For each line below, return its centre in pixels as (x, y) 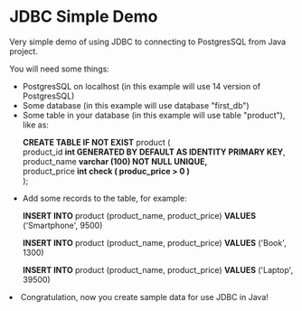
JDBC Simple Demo (84, 17)
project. (24, 51)
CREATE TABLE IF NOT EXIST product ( (96, 142)
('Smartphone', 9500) (62, 225)
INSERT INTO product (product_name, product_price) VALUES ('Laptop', (158, 269)
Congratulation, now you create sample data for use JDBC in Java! (145, 297)
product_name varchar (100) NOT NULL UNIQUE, (115, 161)
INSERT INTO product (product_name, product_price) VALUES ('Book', (154, 242)
